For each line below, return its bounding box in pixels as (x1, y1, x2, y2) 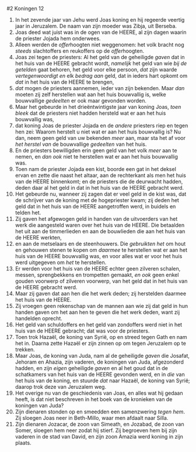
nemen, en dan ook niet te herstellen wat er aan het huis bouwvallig (15, 153, 178, 160)
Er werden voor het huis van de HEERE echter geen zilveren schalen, (15, 265, 181, 272)
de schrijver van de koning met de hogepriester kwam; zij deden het (15, 197, 180, 204)
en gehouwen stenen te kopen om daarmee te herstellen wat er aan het (15, 246, 188, 254)
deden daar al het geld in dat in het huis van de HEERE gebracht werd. (15, 184, 184, 191)
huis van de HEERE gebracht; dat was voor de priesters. (15, 327, 150, 334)
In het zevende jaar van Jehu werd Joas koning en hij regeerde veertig (15, 16, 185, 23)
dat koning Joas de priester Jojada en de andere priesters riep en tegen (15, 122, 188, 129)
